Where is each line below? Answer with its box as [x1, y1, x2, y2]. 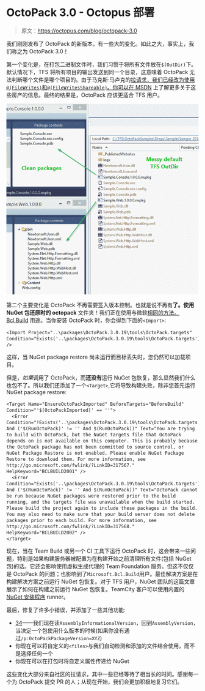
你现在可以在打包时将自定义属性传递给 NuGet [15, 657, 129, 665]
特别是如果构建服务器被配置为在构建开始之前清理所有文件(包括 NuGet [16, 555, 192, 562]
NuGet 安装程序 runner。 [6, 593, 69, 600]
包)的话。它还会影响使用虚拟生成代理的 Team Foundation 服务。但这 [6, 562, 178, 570]
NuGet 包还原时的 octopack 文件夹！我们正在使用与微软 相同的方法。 [6, 309, 180, 316]
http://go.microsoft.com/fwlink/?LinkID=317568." [6, 524, 135, 530]
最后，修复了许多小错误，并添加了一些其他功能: [6, 607, 126, 614]
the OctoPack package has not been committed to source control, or [6, 444, 184, 450]
